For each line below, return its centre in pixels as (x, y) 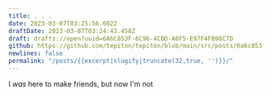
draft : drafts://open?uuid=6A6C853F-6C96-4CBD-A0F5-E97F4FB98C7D (121, 38)
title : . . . (30, 16)
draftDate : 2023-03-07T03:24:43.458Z (72, 31)
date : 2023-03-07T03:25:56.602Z (63, 23)
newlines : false (36, 53)
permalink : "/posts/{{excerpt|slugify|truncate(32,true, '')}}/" (121, 61)
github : (21, 46)
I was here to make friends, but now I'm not (81, 84)
